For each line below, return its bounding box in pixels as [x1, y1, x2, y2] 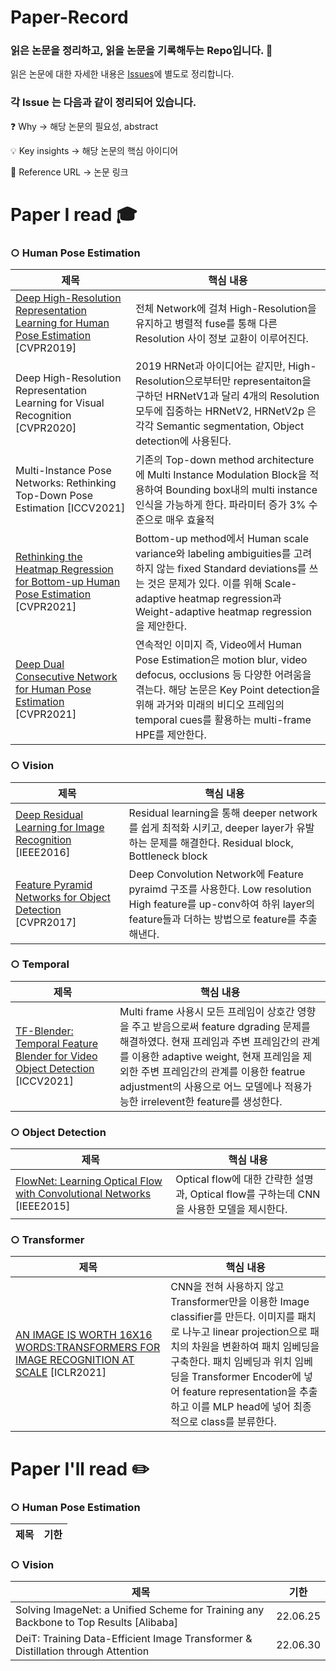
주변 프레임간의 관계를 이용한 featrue [140, 1064, 306, 1078]
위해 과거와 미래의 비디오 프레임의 [134, 698, 285, 712]
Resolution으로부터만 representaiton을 [134, 374, 312, 388]
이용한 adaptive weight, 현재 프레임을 [131, 1049, 301, 1063]
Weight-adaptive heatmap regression [134, 605, 312, 619]
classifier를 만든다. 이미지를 [170, 1310, 295, 1324]
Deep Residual [15, 807, 84, 821]
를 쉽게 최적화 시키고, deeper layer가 [128, 821, 294, 835]
